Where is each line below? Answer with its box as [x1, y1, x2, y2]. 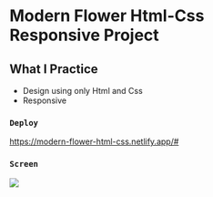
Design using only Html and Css [22, 86, 143, 96]
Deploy [9, 118, 39, 128]
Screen [9, 159, 39, 170]
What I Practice [9, 61, 98, 77]
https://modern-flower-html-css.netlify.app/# [9, 136, 179, 147]
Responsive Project [9, 25, 159, 46]
